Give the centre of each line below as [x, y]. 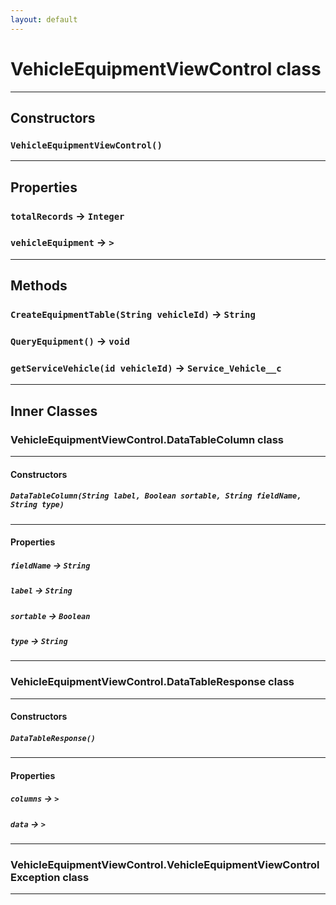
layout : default [44, 19]
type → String [39, 640]
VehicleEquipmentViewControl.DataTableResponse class [152, 682]
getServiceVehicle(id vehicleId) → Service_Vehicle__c [146, 368]
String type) [37, 505]
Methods [39, 286]
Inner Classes [54, 411]
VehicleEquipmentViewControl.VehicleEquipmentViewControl [165, 865]
